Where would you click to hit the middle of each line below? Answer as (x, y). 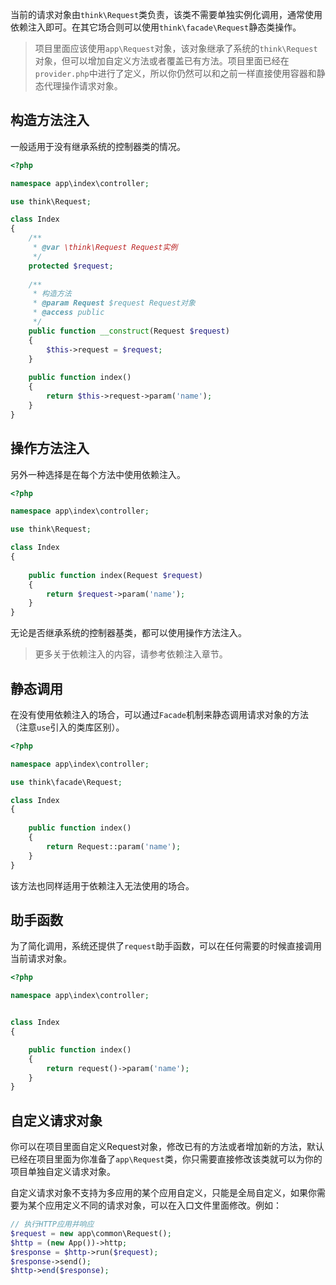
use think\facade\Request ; (66, 782)
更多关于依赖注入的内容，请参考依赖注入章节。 (131, 654)
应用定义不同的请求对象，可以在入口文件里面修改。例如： (163, 1205)
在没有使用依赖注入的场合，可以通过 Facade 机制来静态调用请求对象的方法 (159, 714)
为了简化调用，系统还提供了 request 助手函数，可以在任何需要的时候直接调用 (166, 946)
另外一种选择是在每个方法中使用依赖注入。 (98, 474)
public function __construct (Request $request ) (129, 331)
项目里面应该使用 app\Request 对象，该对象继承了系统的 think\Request (176, 48)
